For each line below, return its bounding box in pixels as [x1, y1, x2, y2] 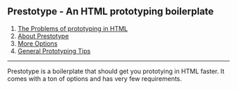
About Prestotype [17, 32, 69, 40]
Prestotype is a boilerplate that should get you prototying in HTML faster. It [7, 67, 225, 75]
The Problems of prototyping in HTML [17, 24, 128, 32]
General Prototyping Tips [17, 46, 91, 55]
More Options [17, 39, 58, 48]
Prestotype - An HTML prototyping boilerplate [7, 6, 214, 18]
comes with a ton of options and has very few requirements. [7, 74, 182, 83]
